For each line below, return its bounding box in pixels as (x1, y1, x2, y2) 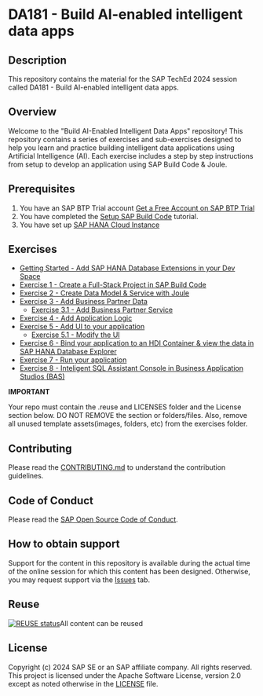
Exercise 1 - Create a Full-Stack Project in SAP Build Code (19, 280, 206, 290)
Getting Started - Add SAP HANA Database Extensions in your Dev (19, 263, 236, 273)
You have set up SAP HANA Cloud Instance (19, 220, 160, 229)
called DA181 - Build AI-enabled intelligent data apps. (8, 82, 179, 92)
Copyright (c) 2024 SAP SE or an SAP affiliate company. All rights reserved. (8, 662, 253, 672)
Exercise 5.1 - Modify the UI (31, 330, 120, 339)
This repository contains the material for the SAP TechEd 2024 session (8, 75, 238, 83)
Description (8, 53, 67, 67)
